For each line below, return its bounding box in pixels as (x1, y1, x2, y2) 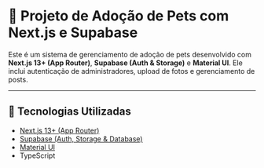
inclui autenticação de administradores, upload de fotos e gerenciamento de (8, 66, 255, 75)
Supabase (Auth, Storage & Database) (19, 133, 143, 144)
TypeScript (19, 151, 56, 160)
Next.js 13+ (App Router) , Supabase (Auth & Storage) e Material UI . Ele (8, 58, 244, 68)
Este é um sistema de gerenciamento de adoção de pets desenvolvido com (8, 49, 252, 59)
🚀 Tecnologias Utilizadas (8, 105, 131, 119)
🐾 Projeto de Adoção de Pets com (8, 7, 229, 25)
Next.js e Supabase (8, 24, 138, 42)
